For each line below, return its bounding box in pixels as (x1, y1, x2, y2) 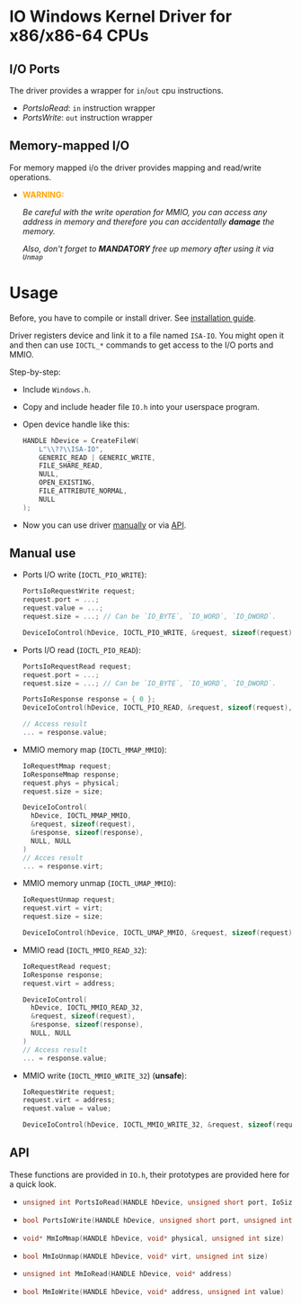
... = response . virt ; (22, 862, 104, 871)
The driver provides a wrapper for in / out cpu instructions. (9, 86, 224, 95)
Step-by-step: (9, 367, 61, 377)
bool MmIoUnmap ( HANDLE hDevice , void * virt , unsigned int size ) (22, 1252, 269, 1261)
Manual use (9, 546, 76, 561)
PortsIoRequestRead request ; (22, 662, 132, 671)
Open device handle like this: (22, 419, 130, 430)
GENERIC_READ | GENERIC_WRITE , (39, 453, 156, 462)
